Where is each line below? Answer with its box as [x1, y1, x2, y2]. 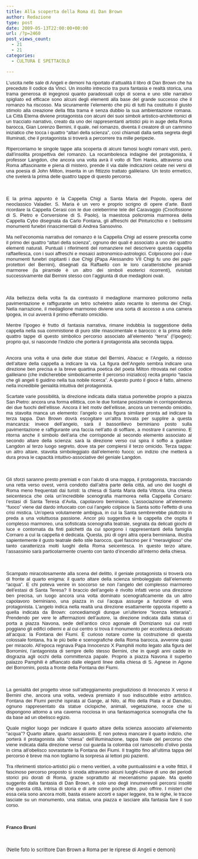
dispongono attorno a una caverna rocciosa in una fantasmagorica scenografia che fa [6, 708, 192, 715]
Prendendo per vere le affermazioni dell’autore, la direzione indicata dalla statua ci [6, 615, 192, 620]
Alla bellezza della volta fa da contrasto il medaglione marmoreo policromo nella [6, 295, 192, 301]
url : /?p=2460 [6, 31, 41, 37]
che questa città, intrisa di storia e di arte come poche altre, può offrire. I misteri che [6, 785, 192, 792]
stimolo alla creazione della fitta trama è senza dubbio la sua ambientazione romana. [6, 107, 192, 113]
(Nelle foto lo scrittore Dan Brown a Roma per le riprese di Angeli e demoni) [6, 846, 176, 853]
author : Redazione [6, 14, 51, 20]
